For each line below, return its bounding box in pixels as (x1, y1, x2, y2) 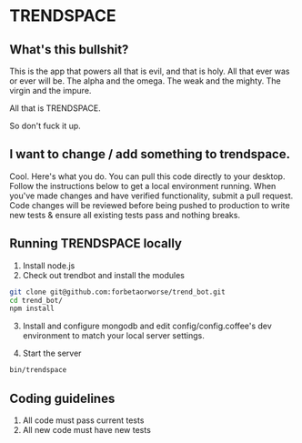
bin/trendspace (9, 366, 67, 375)
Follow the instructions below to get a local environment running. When (9, 180, 277, 191)
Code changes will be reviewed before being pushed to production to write (9, 199, 290, 210)
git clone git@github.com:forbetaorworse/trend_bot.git (9, 287, 226, 297)
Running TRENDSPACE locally (9, 236, 182, 251)
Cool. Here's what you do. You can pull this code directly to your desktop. (9, 170, 286, 182)
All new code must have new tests (22, 424, 152, 435)
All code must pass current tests (22, 415, 145, 426)
